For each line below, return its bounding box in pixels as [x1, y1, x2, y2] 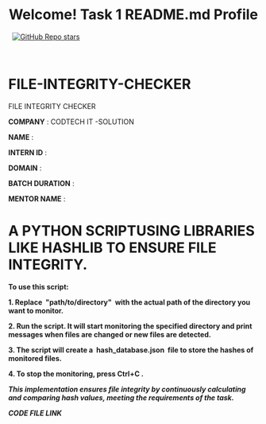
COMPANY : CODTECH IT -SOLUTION [8, 117, 135, 126]
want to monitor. [8, 305, 64, 315]
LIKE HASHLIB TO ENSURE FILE [8, 239, 217, 257]
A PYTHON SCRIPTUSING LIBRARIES [8, 222, 256, 240]
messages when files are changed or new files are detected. [8, 329, 212, 339]
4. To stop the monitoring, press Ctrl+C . [8, 368, 145, 379]
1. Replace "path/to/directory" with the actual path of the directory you [8, 297, 251, 307]
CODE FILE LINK [8, 408, 62, 418]
